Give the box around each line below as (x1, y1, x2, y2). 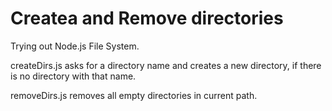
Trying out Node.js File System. (10, 40, 140, 52)
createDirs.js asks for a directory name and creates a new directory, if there (10, 59, 322, 71)
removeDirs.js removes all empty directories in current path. (10, 89, 258, 101)
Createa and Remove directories (10, 7, 284, 30)
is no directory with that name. (10, 70, 137, 82)
